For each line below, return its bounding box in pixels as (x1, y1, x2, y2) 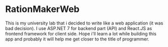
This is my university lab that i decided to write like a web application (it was (5, 20, 163, 26)
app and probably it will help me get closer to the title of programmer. (5, 36, 150, 42)
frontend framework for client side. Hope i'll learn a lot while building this (5, 30, 156, 36)
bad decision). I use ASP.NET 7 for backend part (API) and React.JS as (5, 25, 152, 31)
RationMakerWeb (5, 3, 80, 15)
